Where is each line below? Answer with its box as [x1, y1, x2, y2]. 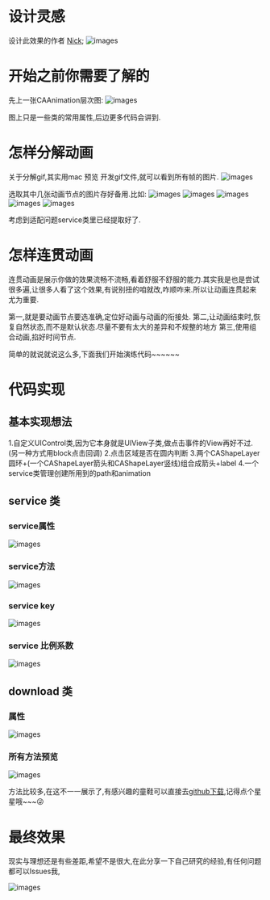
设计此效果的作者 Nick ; [8, 36, 85, 45]
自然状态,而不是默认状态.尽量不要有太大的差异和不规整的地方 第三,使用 [15, 322, 250, 331]
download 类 [8, 684, 73, 698]
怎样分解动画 [8, 144, 94, 162]
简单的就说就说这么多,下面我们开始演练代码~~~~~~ [8, 349, 180, 359]
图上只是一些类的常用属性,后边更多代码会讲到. [8, 112, 161, 122]
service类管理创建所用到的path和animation [8, 468, 152, 477]
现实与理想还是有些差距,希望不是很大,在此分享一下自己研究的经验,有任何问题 [8, 856, 262, 866]
